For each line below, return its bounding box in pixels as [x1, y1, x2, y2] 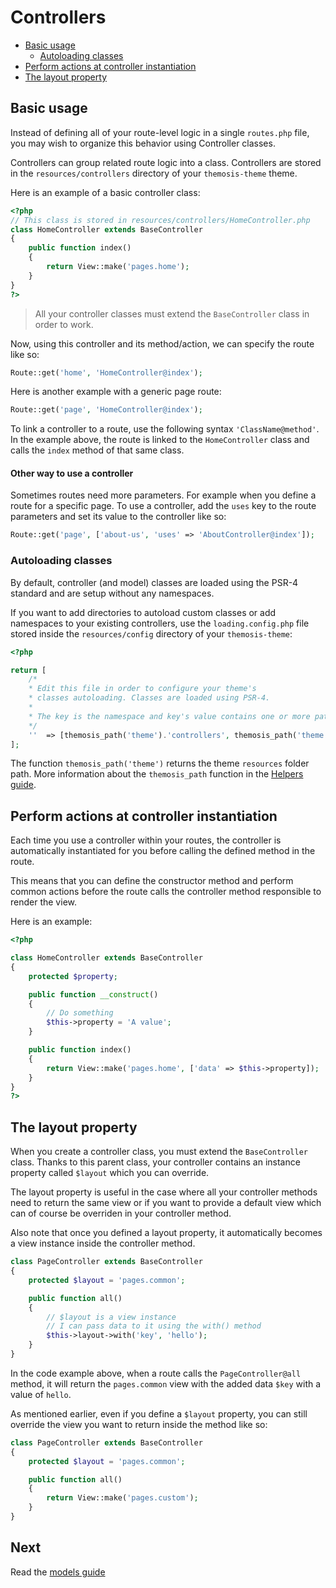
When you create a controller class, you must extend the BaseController [10, 1146, 309, 1158]
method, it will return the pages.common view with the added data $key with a [10, 1377, 322, 1390]
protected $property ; [28, 971, 118, 981]
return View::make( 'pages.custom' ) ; [46, 1493, 199, 1503]
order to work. [34, 318, 94, 330]
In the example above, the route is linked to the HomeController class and [10, 434, 310, 446]
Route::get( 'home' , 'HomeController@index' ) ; [10, 367, 203, 378]
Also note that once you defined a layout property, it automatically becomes [10, 1227, 323, 1239]
